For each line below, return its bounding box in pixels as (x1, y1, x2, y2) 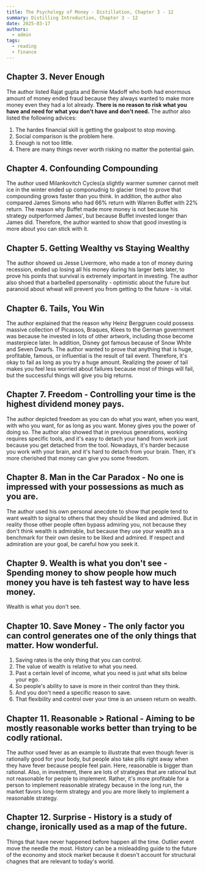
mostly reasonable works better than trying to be (6, 722, 197, 734)
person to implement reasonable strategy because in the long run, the (6, 781, 182, 789)
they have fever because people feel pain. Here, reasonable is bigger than (6, 762, 193, 769)
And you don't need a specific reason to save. (15, 689, 132, 697)
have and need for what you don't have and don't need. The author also (6, 107, 191, 115)
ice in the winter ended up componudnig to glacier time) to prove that (6, 186, 182, 193)
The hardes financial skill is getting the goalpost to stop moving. (15, 126, 177, 133)
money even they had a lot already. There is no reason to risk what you (6, 101, 187, 108)
